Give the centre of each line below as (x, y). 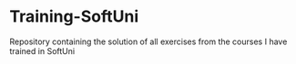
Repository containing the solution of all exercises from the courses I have (148, 41)
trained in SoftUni (42, 50)
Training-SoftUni (74, 17)
